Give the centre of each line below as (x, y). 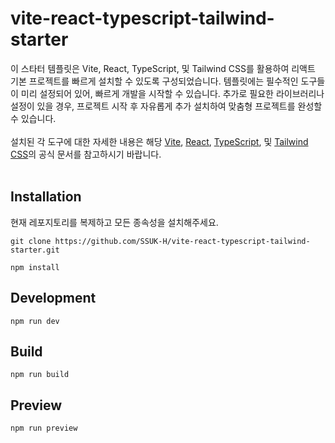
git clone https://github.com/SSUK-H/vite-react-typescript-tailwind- (160, 241)
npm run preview (44, 428)
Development (53, 298)
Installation (46, 197)
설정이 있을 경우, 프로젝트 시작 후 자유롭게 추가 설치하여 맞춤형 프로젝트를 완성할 (166, 106)
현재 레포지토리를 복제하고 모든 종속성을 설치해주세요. (114, 222)
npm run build (40, 375)
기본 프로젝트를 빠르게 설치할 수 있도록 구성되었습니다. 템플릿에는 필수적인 (154, 81)
